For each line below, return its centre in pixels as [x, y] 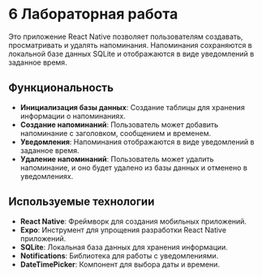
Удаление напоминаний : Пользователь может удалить [117, 159]
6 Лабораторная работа [93, 14]
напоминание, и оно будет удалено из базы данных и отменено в [133, 168]
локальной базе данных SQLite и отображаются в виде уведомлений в [131, 53]
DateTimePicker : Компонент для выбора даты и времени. [120, 264]
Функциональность [61, 88]
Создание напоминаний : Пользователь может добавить [119, 124]
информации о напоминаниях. [73, 116]
